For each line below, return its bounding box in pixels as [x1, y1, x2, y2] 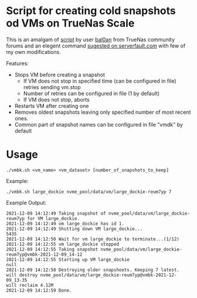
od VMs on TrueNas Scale [6, 16, 135, 30]
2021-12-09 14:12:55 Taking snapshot [6, 246, 98, 252]
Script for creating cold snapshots [6, 4, 176, 18]
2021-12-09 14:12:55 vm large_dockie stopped [6, 241, 119, 247]
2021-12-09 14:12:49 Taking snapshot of [6, 210, 107, 216]
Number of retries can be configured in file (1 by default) [23, 90, 160, 97]
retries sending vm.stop [23, 83, 81, 90]
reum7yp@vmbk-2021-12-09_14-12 [6, 251, 83, 258]
